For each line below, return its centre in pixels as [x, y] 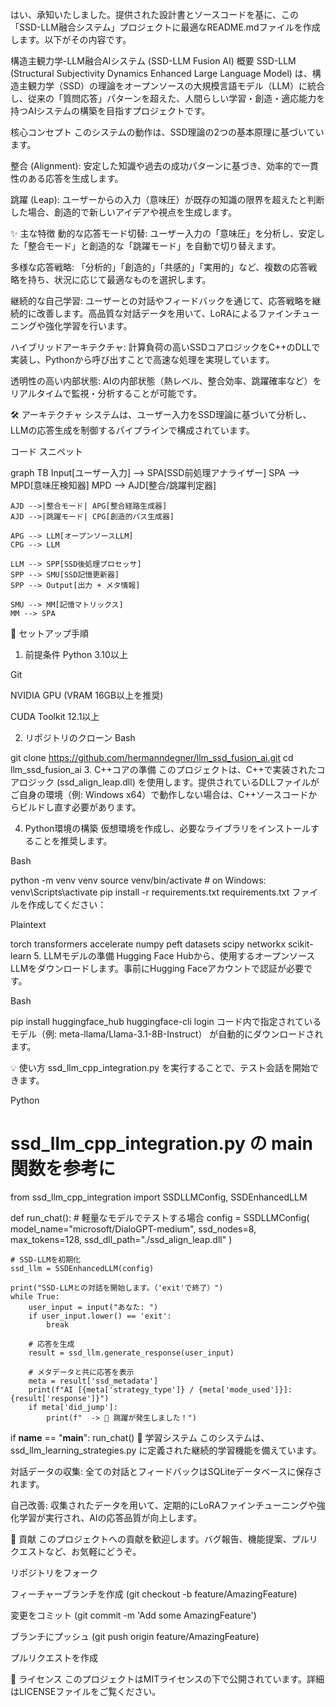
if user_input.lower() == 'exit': [100, 1316]
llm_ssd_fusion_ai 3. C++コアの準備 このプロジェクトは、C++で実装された [163, 769]
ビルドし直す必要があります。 [80, 807]
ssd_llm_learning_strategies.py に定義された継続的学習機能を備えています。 [166, 1450]
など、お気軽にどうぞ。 [93, 1551]
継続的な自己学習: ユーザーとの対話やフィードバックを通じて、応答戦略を [161, 301]
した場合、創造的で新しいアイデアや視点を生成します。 [123, 212]
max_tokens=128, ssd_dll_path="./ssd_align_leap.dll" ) [121, 1239]
